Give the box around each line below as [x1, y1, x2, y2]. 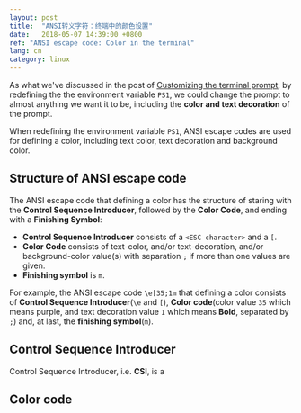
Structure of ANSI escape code [9, 171, 187, 186]
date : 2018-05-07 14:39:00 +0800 [9, 30, 143, 39]
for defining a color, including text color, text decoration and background [9, 136, 279, 146]
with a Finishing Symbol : [9, 213, 102, 225]
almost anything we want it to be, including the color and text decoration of [9, 99, 290, 109]
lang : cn [9, 47, 42, 56]
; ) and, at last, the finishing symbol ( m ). [9, 316, 155, 327]
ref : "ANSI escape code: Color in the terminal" [9, 38, 195, 48]
